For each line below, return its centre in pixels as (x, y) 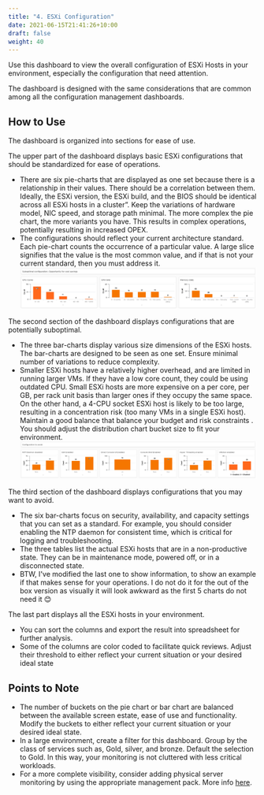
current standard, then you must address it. (90, 263)
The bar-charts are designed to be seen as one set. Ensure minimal (129, 353)
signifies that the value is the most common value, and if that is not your (136, 255)
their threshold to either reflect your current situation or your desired (131, 655)
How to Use (37, 122)
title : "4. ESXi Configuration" (61, 17)
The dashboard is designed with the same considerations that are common (130, 89)
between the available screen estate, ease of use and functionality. (128, 715)
